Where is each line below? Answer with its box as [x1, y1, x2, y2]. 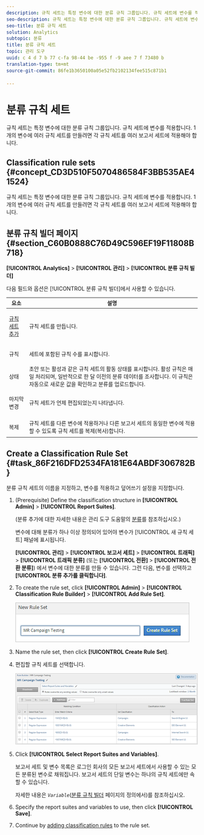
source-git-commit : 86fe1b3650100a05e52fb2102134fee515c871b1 [6, 68, 167, 74]
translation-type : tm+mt [6, 61, 69, 67]
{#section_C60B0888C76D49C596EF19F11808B [6, 238, 194, 248]
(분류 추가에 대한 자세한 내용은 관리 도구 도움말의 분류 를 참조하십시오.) [15, 515, 181, 523]
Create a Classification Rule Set [6, 448, 129, 459]
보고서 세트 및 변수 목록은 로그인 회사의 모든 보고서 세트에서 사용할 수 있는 [15, 763, 190, 770]
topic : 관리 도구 [6, 49, 46, 55]
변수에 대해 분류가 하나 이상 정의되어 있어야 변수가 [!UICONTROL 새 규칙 [15, 528, 188, 536]
